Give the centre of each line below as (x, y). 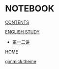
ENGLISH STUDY (22, 32)
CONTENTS (17, 22)
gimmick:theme (21, 61)
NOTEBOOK (30, 9)
